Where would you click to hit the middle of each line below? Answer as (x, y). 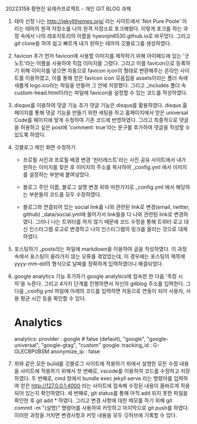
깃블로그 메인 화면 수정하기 (45, 147)
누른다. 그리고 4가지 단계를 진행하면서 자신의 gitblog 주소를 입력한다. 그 (109, 284)
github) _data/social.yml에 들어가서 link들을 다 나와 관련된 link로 (98, 214)
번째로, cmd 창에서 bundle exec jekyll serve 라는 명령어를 (105, 378)
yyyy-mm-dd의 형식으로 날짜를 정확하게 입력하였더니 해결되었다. (89, 264)
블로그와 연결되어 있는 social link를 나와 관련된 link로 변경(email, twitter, (106, 207)
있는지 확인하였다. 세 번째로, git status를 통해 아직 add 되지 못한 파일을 (106, 393)
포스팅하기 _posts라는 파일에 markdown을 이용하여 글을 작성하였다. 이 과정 (101, 249)
